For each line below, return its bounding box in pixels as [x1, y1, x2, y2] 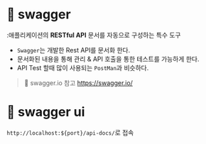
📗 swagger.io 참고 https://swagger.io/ [23, 78, 133, 87]
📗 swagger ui [6, 104, 85, 120]
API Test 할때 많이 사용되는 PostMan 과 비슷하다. [16, 63, 149, 72]
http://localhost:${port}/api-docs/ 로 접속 [6, 128, 134, 137]
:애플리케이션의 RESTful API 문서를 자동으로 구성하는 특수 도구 [6, 31, 181, 39]
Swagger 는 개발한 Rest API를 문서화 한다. [16, 45, 131, 54]
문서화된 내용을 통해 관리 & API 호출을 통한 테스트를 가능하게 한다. [16, 55, 200, 63]
